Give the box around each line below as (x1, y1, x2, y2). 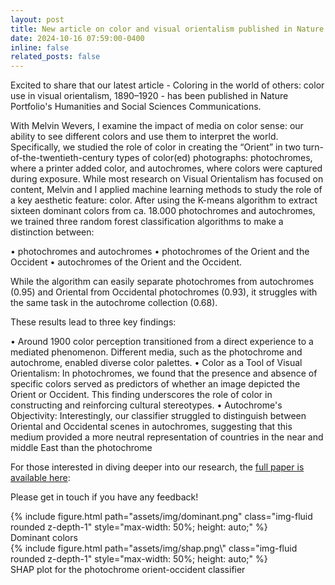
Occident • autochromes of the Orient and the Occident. (10, 256, 243, 268)
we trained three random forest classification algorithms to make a (10, 216, 284, 228)
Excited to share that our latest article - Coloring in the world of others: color (10, 79, 325, 91)
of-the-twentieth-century (10, 152, 115, 164)
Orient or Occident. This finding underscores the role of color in (10, 389, 273, 401)
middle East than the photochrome (10, 442, 153, 454)
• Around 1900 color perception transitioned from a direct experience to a (10, 336, 314, 348)
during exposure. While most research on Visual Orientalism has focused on (10, 173, 324, 185)
